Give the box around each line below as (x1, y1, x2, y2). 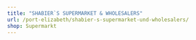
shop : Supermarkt (7, 22, 57, 29)
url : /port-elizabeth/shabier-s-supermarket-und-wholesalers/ (7, 16, 189, 23)
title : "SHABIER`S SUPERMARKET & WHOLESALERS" (7, 9, 143, 17)
